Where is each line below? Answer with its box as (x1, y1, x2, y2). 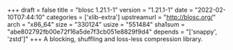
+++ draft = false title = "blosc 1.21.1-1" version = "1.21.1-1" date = (7, 6, 193, 14)
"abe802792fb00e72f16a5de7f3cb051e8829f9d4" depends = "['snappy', (7, 27, 218, 36)
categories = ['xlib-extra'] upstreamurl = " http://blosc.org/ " (46, 13, 216, 21)
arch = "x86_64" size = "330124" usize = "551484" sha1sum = (7, 21, 186, 28)
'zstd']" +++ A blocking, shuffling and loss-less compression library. (7, 35, 203, 43)
